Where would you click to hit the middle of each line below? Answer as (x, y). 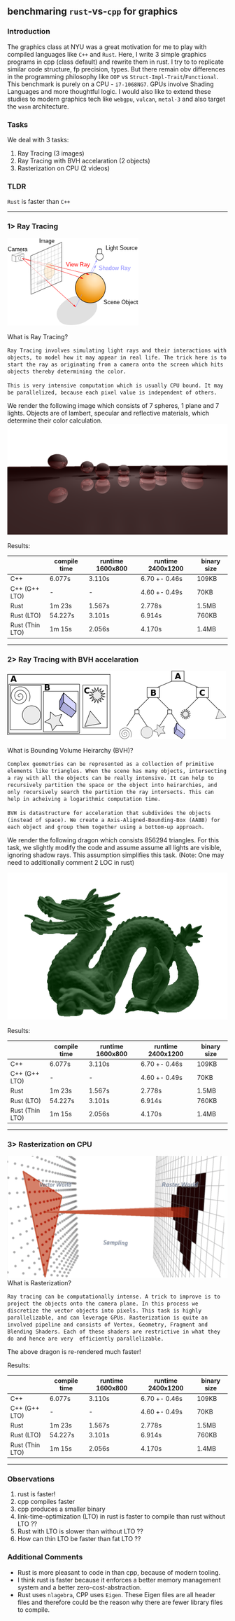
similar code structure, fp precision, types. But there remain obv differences (116, 69)
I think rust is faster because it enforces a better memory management (119, 1580)
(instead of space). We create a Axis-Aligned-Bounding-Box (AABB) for (114, 820)
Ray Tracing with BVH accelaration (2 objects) (84, 160)
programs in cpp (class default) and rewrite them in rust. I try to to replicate (115, 62)
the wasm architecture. (38, 106)
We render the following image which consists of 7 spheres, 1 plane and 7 (113, 405)
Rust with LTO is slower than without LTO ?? (80, 1531)
